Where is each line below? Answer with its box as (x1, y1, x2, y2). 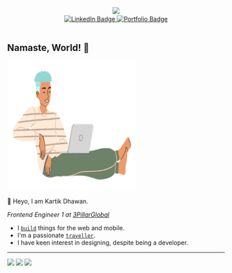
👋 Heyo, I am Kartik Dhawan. (7, 196, 88, 205)
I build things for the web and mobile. (17, 223, 125, 232)
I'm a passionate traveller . (17, 231, 96, 239)
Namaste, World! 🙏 (7, 42, 90, 54)
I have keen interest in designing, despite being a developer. (17, 238, 188, 247)
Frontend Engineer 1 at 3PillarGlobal (7, 210, 110, 219)
